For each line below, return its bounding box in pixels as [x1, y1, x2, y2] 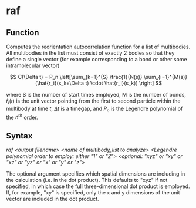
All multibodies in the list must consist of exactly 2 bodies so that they [6, 49, 175, 57]
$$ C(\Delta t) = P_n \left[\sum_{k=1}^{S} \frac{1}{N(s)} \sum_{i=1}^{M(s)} [9, 74, 188, 80]
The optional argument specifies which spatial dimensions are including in [6, 170, 185, 177]
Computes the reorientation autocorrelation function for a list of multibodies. [6, 43, 191, 50]
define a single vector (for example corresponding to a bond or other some [6, 56, 187, 62]
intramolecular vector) [6, 62, 60, 69]
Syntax [6, 131, 33, 141]
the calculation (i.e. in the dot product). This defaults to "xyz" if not [6, 177, 168, 184]
